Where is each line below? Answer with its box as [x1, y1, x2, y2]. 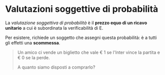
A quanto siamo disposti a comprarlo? [17, 64, 96, 70]
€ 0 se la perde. [17, 54, 50, 60]
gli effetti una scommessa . [5, 39, 61, 45]
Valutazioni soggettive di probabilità [5, 3, 159, 15]
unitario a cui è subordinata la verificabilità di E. [5, 25, 104, 31]
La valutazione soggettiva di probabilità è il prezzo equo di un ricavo [5, 20, 147, 26]
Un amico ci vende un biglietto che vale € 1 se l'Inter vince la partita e [17, 49, 161, 55]
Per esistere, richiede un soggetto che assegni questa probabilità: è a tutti [5, 35, 157, 40]
